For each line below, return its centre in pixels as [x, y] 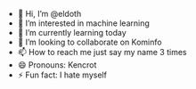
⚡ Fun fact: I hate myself [62, 75]
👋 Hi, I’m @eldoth [49, 14]
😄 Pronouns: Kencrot [57, 65]
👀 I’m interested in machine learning [83, 23]
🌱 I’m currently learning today [72, 32]
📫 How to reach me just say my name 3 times [102, 52]
